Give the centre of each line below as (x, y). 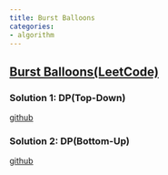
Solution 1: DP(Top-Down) (68, 98)
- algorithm (32, 35)
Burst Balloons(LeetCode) (84, 72)
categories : (32, 26)
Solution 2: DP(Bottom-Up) (69, 140)
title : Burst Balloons (52, 18)
